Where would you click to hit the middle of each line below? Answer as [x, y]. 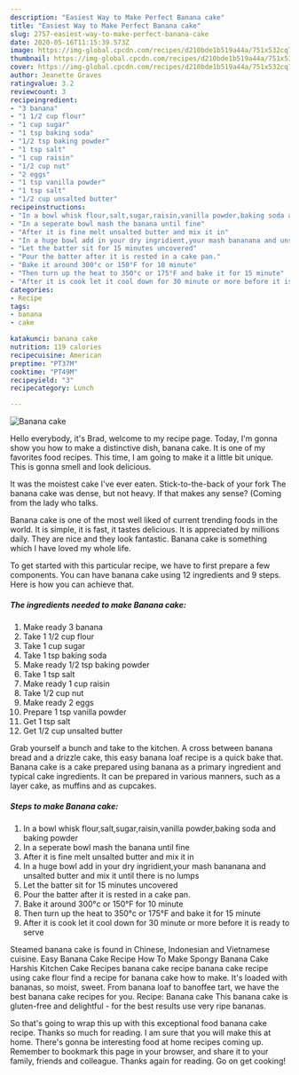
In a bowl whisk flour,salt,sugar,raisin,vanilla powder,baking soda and [149, 829]
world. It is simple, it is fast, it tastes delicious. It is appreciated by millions [145, 530]
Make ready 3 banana [63, 628]
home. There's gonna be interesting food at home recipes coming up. [137, 1042]
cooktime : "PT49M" [44, 372]
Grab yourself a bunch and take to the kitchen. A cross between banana [142, 748]
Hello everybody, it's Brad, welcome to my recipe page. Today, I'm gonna [144, 439]
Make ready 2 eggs [58, 703]
